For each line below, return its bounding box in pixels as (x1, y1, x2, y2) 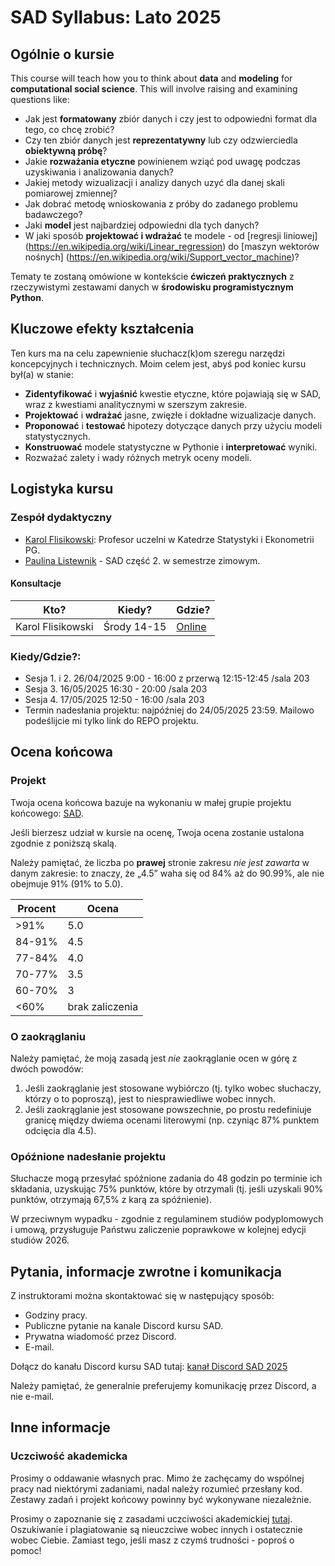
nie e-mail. (10, 1391, 55, 1403)
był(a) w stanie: (10, 368, 74, 380)
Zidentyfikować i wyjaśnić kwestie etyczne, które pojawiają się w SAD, (24, 387, 322, 400)
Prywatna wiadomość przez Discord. (24, 1331, 177, 1343)
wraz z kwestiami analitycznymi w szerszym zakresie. (24, 398, 248, 410)
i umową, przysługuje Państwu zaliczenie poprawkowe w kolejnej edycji (10, 1224, 307, 1236)
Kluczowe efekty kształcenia (10, 321, 195, 338)
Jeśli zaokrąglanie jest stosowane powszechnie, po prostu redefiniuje (24, 1103, 312, 1115)
